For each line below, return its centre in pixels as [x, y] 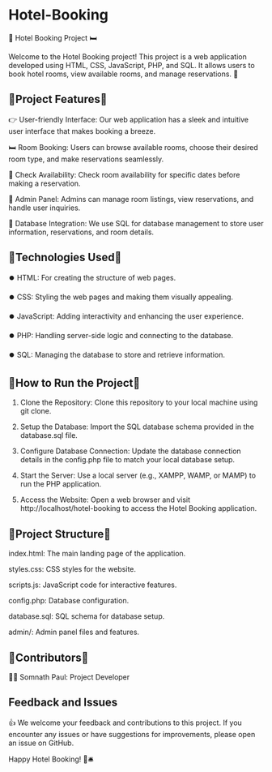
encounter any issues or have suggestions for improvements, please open [132, 734]
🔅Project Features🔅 [58, 99]
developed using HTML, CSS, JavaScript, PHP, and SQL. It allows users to [132, 65]
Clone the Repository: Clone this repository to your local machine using [139, 402]
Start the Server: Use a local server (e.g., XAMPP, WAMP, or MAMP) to [138, 475]
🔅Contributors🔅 [49, 657]
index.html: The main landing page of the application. [97, 554]
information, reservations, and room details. [81, 232]
